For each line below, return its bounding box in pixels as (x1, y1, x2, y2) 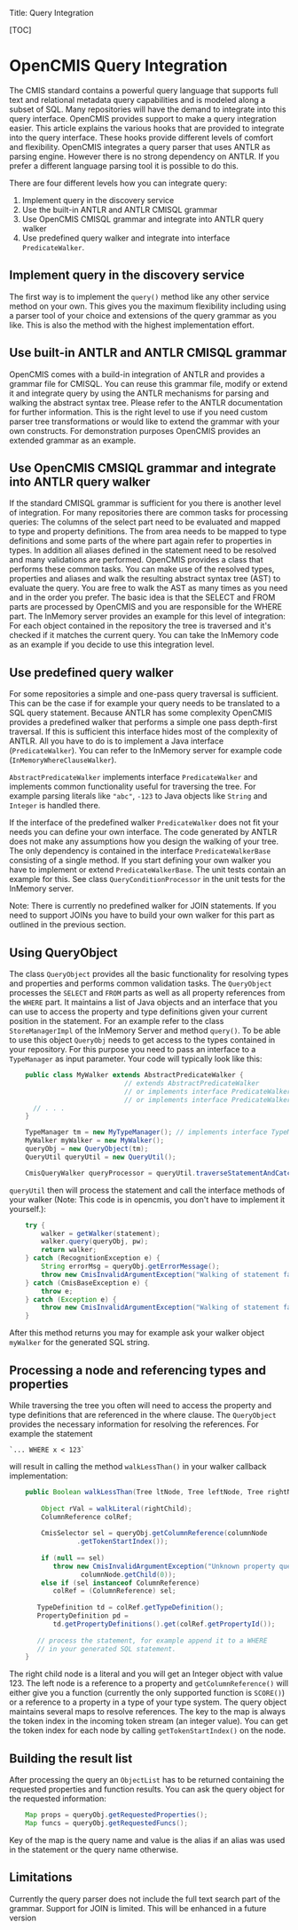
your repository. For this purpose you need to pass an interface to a (9, 1044, 256, 1054)
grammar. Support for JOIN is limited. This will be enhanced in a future (9, 1902, 267, 1913)
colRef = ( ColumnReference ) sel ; (52, 1587, 176, 1595)
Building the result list (9, 1751, 133, 1766)
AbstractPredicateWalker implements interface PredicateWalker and (9, 772, 258, 783)
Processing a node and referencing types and (9, 1362, 266, 1378)
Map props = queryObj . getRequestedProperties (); (25, 1810, 208, 1820)
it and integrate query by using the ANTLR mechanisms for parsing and (9, 388, 270, 398)
